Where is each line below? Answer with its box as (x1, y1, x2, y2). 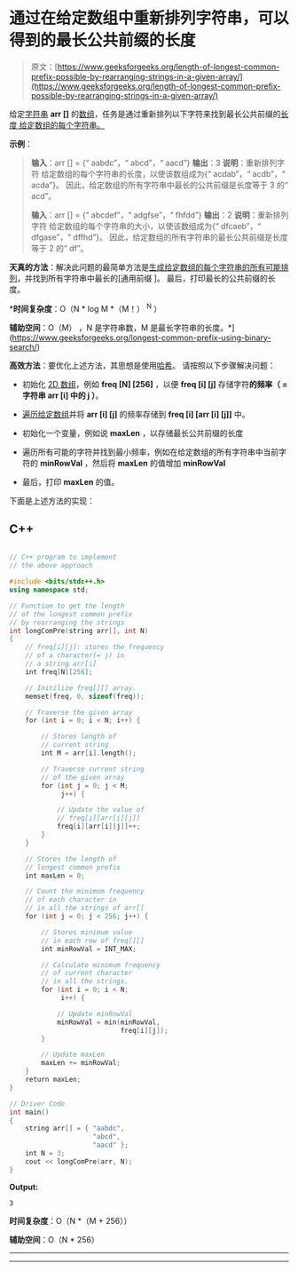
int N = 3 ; (25, 1149, 66, 1158)
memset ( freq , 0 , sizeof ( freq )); (25, 692, 145, 701)
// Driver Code (9, 1099, 66, 1108)
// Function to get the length (9, 601, 125, 610)
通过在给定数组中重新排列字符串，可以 (9, 8, 290, 28)
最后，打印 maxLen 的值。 (21, 476, 120, 487)
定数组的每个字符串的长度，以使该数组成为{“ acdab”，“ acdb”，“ (48, 168, 286, 179)
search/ (9, 341, 37, 352)
